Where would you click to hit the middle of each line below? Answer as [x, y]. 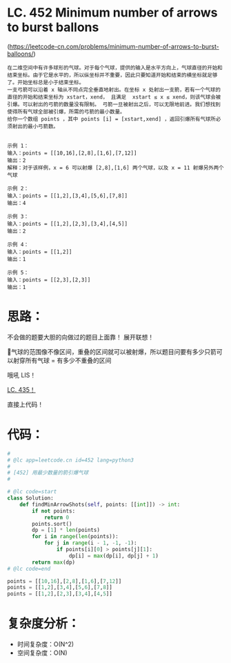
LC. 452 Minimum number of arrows [112, 13]
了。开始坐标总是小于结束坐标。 [46, 82]
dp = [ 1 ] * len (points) [66, 530]
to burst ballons [53, 27]
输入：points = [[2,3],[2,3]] [49, 280]
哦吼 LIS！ [22, 375]
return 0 [57, 517]
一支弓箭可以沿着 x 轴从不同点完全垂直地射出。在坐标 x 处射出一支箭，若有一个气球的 [114, 90]
